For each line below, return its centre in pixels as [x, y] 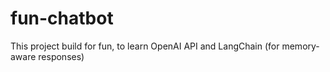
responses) [61, 56]
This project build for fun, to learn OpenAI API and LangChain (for [145, 46]
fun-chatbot [62, 18]
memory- [300, 46]
